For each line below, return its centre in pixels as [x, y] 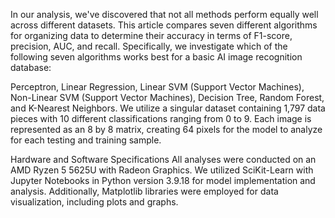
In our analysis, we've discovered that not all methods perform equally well [164, 14]
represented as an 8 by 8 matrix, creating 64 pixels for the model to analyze [166, 129]
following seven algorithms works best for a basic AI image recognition [156, 57]
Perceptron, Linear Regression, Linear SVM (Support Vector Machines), [157, 87]
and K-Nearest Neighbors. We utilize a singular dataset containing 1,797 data [168, 108]
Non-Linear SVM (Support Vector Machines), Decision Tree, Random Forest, [167, 97]
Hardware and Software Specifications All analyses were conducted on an [163, 159]
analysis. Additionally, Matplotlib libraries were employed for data [144, 191]
